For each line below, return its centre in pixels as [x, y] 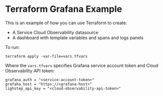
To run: [12, 47]
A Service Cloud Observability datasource [55, 32]
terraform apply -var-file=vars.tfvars [46, 56]
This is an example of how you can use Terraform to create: [66, 23]
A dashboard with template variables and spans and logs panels [78, 38]
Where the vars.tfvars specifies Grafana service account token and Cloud [82, 65]
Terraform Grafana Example [64, 9]
